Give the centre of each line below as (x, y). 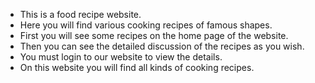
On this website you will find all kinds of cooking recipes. (137, 67)
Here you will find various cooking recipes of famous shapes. (146, 25)
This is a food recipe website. (80, 14)
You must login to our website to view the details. (121, 57)
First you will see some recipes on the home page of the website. (154, 35)
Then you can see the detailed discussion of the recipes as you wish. (162, 46)
